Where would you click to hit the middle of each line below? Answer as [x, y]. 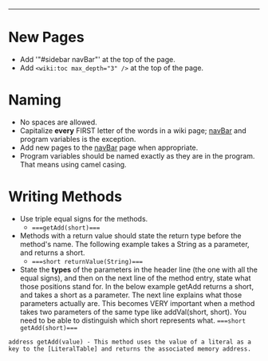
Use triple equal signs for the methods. [84, 218]
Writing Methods [65, 197]
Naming [35, 100]
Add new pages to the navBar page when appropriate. [109, 147]
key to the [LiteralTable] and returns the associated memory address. [130, 349]
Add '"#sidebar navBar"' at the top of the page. [97, 59]
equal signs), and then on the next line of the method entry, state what [135, 278]
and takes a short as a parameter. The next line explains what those [131, 295]
